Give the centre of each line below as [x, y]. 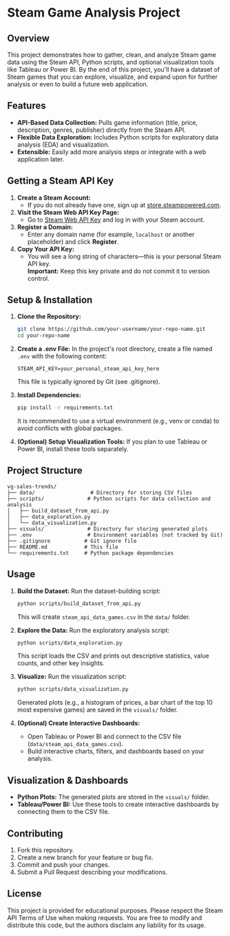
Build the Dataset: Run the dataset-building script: [88, 591]
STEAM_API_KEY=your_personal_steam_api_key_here [88, 369]
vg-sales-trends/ [32, 486]
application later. [41, 159]
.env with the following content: [62, 356]
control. [38, 278]
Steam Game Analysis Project [94, 13]
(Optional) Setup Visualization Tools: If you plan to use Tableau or [112, 442]
